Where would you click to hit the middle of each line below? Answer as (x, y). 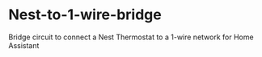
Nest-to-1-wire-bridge (85, 15)
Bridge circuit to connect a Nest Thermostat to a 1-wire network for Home (131, 37)
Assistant (24, 45)
